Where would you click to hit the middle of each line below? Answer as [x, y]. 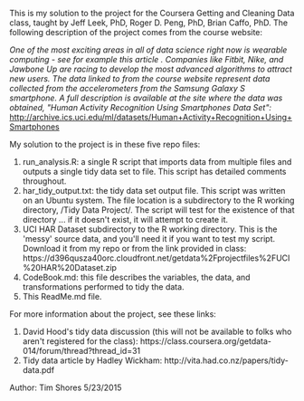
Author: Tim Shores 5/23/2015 [66, 387]
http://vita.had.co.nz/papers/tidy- [227, 360]
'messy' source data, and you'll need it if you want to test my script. [149, 239]
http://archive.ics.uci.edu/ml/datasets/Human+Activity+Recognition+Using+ [151, 117]
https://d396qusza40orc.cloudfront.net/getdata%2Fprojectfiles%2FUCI [156, 258]
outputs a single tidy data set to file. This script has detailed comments [154, 172]
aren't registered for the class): [80, 341]
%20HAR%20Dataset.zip [70, 267]
